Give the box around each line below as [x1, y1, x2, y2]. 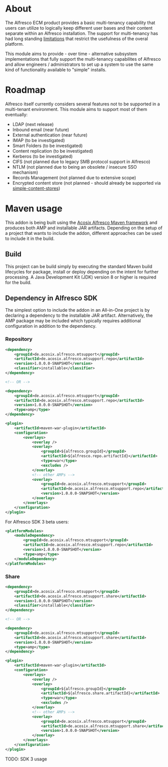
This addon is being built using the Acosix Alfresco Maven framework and [5, 219, 157, 225]
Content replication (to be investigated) [12, 148, 93, 154]
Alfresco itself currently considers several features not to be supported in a [5, 101, 160, 107]
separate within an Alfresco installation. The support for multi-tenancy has [5, 30, 158, 36]
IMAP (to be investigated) [12, 137, 65, 143]
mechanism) [12, 169, 38, 175]
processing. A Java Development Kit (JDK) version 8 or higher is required [5, 274, 156, 280]
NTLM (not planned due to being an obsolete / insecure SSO [12, 164, 137, 170]
